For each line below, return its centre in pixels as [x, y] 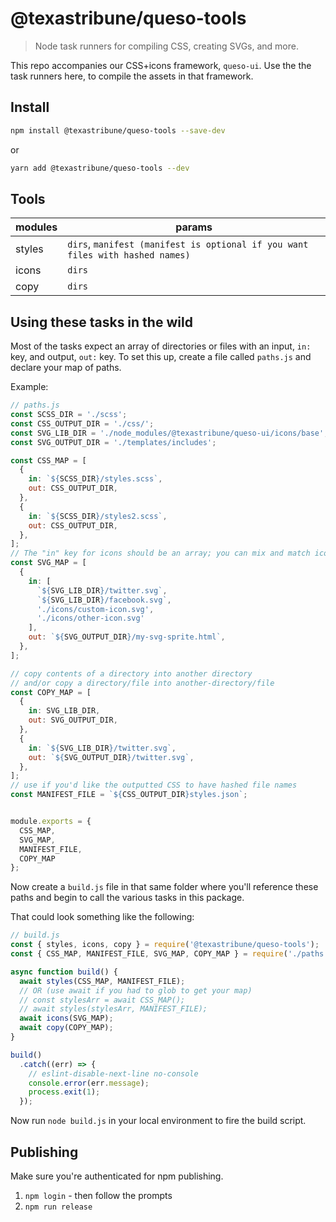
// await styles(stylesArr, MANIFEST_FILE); [113, 1009]
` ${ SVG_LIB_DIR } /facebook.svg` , [104, 600]
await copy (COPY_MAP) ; [66, 1028]
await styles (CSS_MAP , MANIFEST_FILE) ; [102, 981]
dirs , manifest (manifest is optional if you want [188, 244]
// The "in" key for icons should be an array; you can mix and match [160, 553]
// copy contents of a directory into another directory [131, 673]
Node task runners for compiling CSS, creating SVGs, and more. [166, 46]
